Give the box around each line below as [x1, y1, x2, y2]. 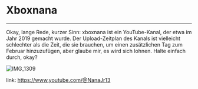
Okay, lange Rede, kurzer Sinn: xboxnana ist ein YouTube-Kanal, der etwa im [6, 28, 192, 35]
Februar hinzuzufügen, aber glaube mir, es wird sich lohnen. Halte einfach [6, 47, 186, 54]
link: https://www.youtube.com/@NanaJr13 [6, 76, 111, 83]
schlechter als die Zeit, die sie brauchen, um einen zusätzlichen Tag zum [6, 41, 183, 48]
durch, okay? [6, 54, 38, 61]
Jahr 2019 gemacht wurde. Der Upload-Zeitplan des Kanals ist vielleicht [6, 35, 181, 42]
